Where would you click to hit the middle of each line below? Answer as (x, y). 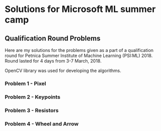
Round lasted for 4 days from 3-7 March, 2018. (53, 61)
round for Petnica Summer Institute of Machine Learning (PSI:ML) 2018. (79, 55)
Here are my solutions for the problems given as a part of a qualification (79, 50)
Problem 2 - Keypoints (33, 97)
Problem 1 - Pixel (25, 83)
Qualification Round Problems (53, 38)
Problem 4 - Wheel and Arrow (42, 123)
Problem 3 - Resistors (32, 110)
